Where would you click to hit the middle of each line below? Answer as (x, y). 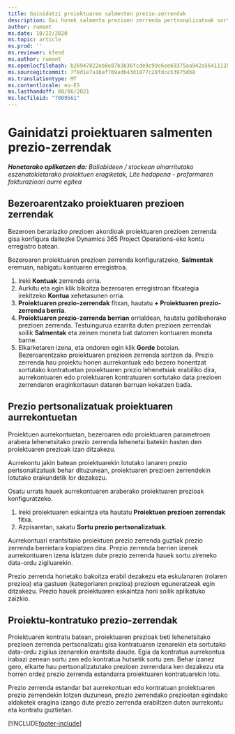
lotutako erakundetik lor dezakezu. (58, 477)
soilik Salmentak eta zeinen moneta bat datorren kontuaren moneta (115, 332)
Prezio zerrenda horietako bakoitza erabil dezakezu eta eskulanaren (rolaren (117, 576)
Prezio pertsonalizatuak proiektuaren (91, 407)
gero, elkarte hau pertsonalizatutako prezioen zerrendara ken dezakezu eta (116, 667)
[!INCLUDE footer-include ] (45, 724)
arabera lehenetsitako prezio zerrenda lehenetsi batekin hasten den (105, 441)
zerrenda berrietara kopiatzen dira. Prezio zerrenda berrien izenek (103, 548)
